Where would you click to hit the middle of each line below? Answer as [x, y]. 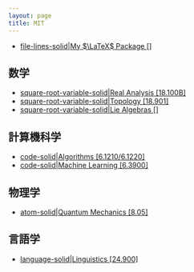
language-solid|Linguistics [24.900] [79, 259]
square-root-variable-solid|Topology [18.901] [94, 102]
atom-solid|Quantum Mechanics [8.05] [84, 212]
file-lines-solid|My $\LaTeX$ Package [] [86, 46]
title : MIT [26, 23]
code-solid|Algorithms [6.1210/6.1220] [83, 157]
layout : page [30, 16]
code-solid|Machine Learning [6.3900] [84, 166]
